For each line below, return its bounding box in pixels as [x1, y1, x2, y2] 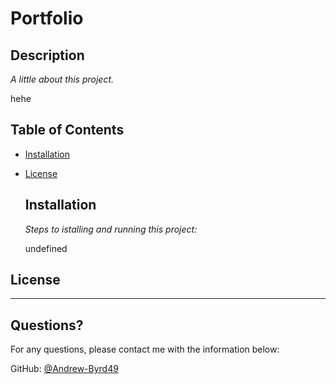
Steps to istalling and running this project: [24, 223, 198, 235]
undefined [24, 242, 68, 254]
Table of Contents [10, 122, 125, 139]
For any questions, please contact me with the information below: [10, 343, 280, 356]
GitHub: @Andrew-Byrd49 [10, 363, 119, 375]
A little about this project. [10, 73, 115, 85]
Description [10, 47, 85, 64]
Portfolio [10, 7, 84, 30]
